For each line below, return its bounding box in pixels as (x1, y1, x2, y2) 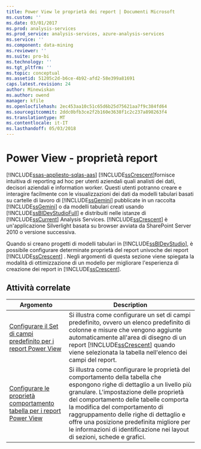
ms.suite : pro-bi (6, 53, 50, 59)
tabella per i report (9, 406, 62, 415)
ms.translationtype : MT (6, 114, 66, 120)
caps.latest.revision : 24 (6, 81, 71, 87)
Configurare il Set (9, 321, 59, 330)
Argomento (19, 301, 53, 309)
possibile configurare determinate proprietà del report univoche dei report (6, 246, 188, 253)
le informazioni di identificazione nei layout (68, 425, 190, 433)
